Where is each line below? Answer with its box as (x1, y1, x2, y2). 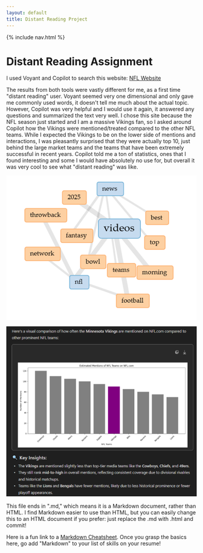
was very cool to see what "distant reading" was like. (6, 163, 138, 170)
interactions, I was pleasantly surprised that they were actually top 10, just (6, 138, 190, 145)
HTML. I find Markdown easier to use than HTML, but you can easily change (6, 508, 196, 516)
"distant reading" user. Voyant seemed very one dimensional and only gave (6, 92, 194, 100)
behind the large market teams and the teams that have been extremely (6, 144, 184, 151)
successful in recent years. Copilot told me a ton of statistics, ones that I (6, 150, 186, 158)
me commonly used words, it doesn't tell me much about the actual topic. (6, 99, 189, 106)
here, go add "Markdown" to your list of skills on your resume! (6, 540, 161, 547)
